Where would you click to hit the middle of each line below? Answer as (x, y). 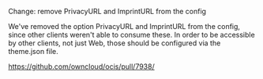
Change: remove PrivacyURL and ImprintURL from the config (107, 11)
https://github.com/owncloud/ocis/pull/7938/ (82, 66)
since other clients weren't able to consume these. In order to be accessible (131, 35)
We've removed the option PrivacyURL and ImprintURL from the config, (124, 26)
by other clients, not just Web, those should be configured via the (115, 43)
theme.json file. (34, 51)
